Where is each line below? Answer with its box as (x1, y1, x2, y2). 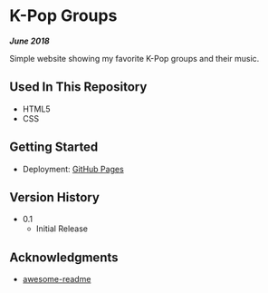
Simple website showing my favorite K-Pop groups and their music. (9, 53, 260, 63)
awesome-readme (22, 274, 91, 285)
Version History (9, 190, 100, 205)
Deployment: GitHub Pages (22, 163, 124, 174)
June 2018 (9, 35, 50, 46)
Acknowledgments (9, 249, 120, 265)
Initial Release (35, 223, 89, 234)
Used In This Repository (9, 79, 148, 95)
